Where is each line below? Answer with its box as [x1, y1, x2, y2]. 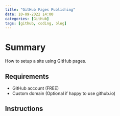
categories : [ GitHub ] [5, 16, 49, 21]
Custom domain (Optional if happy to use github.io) [12, 91, 116, 96]
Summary [5, 42, 46, 53]
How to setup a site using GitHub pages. [5, 58, 87, 64]
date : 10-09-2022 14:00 [5, 12, 54, 17]
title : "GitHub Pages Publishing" [5, 7, 76, 12]
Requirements [5, 72, 49, 81]
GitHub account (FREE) [12, 85, 59, 91]
